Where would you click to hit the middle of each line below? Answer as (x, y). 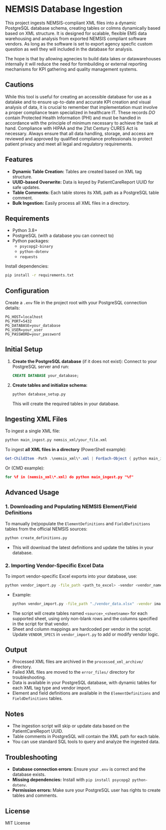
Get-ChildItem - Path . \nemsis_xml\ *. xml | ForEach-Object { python (76, 459)
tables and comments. (35, 795)
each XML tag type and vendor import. (52, 688)
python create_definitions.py (36, 538)
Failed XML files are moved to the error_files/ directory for (73, 672)
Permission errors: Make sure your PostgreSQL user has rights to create (86, 790)
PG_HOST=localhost (24, 317)
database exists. (29, 775)
